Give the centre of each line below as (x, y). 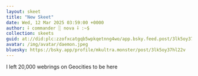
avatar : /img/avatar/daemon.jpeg (47, 45)
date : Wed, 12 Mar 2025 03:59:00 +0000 (55, 22)
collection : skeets (30, 34)
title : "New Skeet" (30, 17)
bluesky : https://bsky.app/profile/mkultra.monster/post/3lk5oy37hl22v (96, 50)
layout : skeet (24, 11)
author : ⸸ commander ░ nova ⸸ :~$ (48, 28)
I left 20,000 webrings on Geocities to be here (62, 67)
